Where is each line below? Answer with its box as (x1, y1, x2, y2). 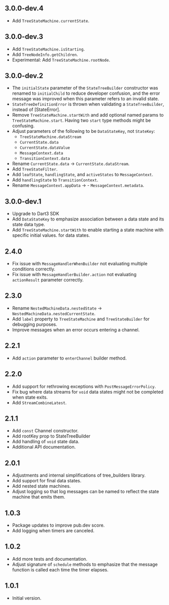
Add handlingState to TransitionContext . (12, 177, 98, 183)
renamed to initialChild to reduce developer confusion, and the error (12, 90, 160, 96)
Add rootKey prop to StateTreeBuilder (12, 433, 91, 439)
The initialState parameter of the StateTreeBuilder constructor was (12, 85, 158, 91)
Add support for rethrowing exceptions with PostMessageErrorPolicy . (12, 383, 156, 389)
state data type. (12, 222, 45, 228)
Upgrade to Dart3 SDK (12, 211, 59, 217)
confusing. (12, 123, 35, 129)
